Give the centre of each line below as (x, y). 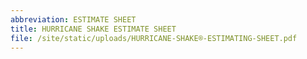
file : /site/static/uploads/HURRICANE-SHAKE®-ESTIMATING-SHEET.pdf (154, 38)
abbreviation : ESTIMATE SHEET (73, 19)
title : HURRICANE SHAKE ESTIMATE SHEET (93, 29)
